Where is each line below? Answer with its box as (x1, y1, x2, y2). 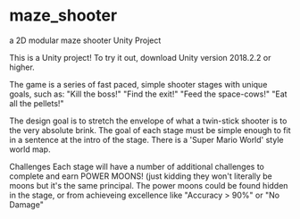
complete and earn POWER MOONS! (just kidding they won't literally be (9, 171, 272, 181)
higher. (9, 62, 36, 72)
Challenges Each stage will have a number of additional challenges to (9, 161, 265, 172)
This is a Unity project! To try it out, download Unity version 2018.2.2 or (9, 52, 271, 63)
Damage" (9, 198, 45, 210)
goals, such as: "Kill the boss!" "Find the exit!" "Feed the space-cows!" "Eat (9, 88, 287, 99)
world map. (9, 144, 51, 155)
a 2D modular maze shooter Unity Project (9, 35, 162, 46)
